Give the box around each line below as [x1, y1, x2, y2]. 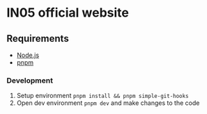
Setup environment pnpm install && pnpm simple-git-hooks [16, 92, 189, 100]
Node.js [16, 51, 40, 59]
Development [6, 75, 54, 85]
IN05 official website [6, 5, 130, 21]
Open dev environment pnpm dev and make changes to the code [16, 99, 200, 107]
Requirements [6, 33, 69, 44]
